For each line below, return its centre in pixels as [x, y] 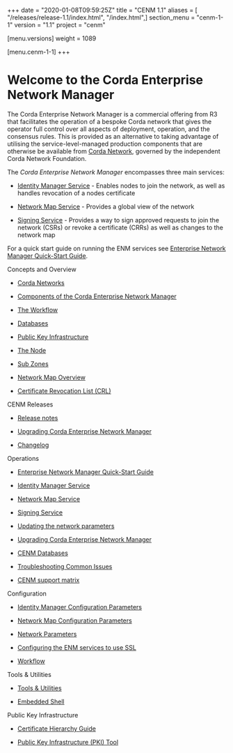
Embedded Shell [41, 701]
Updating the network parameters [66, 526]
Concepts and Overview [42, 269]
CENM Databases [42, 553]
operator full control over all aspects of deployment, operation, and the [109, 129]
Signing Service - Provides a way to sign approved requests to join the [118, 220]
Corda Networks [41, 282]
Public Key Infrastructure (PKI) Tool [68, 742]
